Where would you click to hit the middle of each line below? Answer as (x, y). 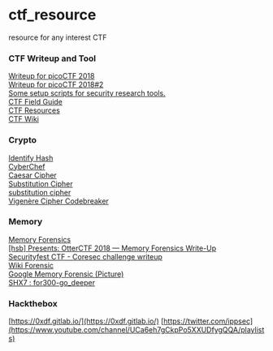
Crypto (23, 140)
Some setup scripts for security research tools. (87, 93)
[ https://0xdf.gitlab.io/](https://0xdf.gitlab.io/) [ (86, 321)
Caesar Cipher (32, 175)
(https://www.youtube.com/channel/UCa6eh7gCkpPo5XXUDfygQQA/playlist (136, 330)
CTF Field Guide (36, 102)
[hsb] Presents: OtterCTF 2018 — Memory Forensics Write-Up (113, 248)
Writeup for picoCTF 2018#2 (56, 85)
